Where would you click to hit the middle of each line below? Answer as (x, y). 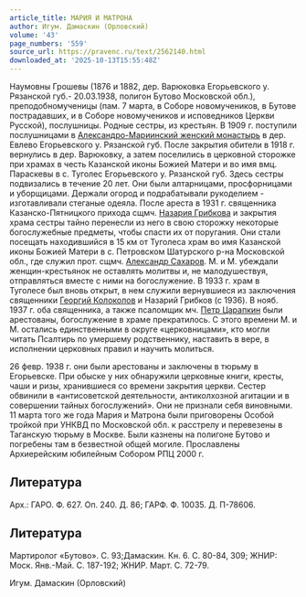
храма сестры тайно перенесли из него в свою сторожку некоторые (144, 222)
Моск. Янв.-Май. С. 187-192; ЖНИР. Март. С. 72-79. (110, 565)
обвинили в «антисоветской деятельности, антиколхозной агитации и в (149, 395)
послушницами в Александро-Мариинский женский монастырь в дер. (148, 135)
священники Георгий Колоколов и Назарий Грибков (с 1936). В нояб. (144, 300)
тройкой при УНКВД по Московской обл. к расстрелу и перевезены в (146, 425)
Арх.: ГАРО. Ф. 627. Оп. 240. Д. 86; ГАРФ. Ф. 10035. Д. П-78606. (132, 505)
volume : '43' (34, 35)
